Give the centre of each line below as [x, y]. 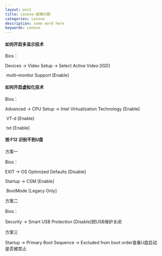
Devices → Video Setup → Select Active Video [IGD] [58, 66]
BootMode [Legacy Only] [32, 191]
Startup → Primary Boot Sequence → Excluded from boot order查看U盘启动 [81, 242]
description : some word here [35, 23]
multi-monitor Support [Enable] [38, 75]
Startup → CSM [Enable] [30, 181]
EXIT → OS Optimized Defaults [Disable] [46, 172]
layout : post [18, 10]
